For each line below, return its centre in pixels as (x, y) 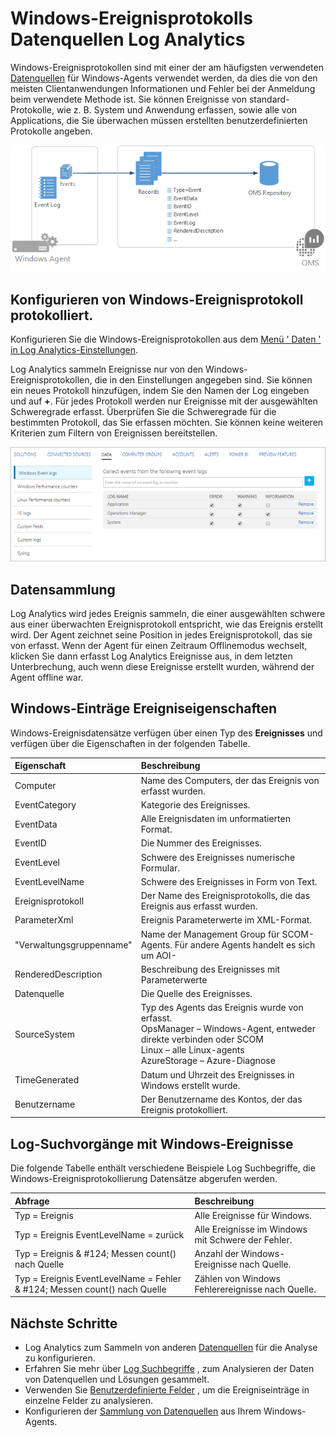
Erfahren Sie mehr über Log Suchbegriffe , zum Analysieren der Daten (169, 1369)
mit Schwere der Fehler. (243, 1240)
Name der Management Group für (210, 934)
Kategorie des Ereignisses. (195, 804)
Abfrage (32, 1201)
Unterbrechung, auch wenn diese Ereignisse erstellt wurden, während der (162, 667)
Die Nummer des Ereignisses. (201, 843)
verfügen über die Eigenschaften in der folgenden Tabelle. (130, 743)
